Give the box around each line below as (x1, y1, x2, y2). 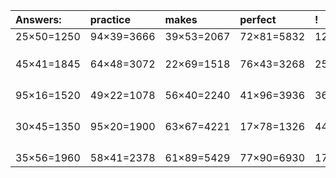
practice (89, 13, 131, 26)
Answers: (15, 13, 62, 26)
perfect (239, 13, 277, 26)
